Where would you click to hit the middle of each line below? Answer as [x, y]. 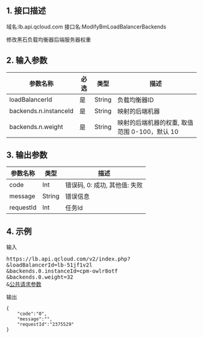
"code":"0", [32, 314]
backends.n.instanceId [41, 111]
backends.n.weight [36, 127]
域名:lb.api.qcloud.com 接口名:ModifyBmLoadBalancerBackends [86, 27]
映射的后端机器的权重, [149, 122]
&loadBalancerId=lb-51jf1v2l [49, 265]
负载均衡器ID [136, 100]
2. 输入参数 [27, 60]
